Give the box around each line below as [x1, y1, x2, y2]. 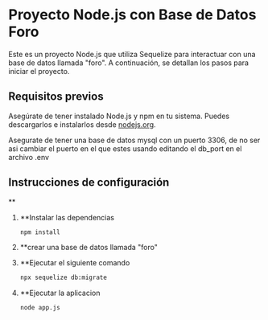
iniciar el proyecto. [8, 66, 70, 76]
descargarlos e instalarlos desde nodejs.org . [8, 119, 156, 129]
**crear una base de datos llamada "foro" [19, 243, 159, 252]
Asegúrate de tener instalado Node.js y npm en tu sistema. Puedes [8, 111, 230, 121]
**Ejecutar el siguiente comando [19, 258, 130, 268]
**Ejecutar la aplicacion [19, 288, 101, 298]
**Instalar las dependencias [19, 212, 115, 222]
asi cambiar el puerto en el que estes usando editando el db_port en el [8, 143, 242, 154]
